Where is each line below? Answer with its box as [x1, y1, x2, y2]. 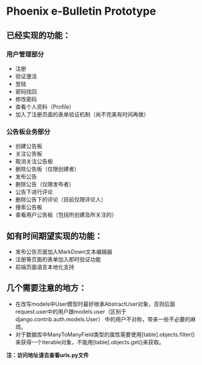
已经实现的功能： [6, 30, 71, 40]
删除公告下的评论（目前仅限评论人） [15, 196, 107, 203]
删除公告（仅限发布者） [15, 181, 74, 188]
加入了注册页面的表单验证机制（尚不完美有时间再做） [15, 110, 150, 118]
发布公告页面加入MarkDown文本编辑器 [15, 248, 113, 255]
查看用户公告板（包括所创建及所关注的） [15, 211, 117, 219]
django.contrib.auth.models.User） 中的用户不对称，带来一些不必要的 [15, 316, 190, 323]
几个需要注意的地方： [6, 283, 87, 294]
